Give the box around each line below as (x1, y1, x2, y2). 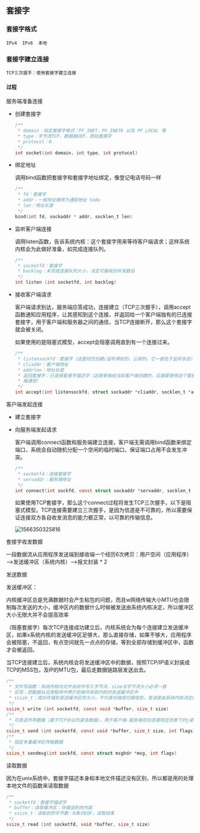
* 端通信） (17, 378, 41, 384)
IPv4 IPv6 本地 (6, 40, 48, 46)
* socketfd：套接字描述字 (8, 799, 67, 806)
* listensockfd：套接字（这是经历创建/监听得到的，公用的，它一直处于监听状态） (17, 356, 195, 362)
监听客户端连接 (14, 225, 52, 232)
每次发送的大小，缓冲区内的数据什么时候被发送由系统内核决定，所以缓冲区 (11, 604, 194, 611)
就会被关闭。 (14, 326, 46, 333)
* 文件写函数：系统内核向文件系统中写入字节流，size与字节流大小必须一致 (8, 684, 167, 690)
